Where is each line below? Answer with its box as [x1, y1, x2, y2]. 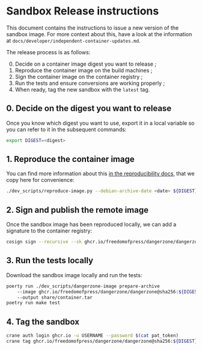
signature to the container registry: [6, 227, 92, 234]
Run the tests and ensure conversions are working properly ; [14, 80, 165, 87]
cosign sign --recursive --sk [6, 239, 82, 245]
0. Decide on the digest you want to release [6, 104, 172, 114]
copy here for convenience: [6, 177, 75, 184]
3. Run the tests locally [6, 255, 94, 266]
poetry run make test [6, 300, 61, 306]
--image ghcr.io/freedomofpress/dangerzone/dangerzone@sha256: [17, 289, 179, 295]
